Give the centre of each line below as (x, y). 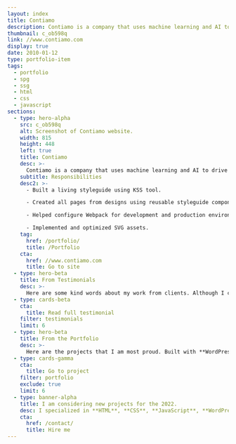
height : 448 (37, 144)
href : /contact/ (50, 424)
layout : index (28, 14)
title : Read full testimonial (70, 313)
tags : (15, 66)
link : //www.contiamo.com (45, 40)
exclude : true (40, 384)
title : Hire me (48, 430)
